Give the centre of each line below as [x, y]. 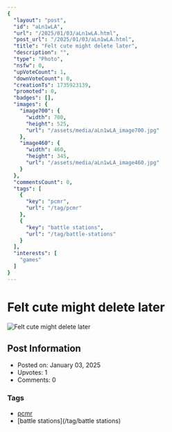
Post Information [44, 348]
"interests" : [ [35, 254]
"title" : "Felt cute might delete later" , [76, 46]
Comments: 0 [37, 380]
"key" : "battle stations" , [64, 227]
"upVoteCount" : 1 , [40, 72]
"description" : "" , [42, 53]
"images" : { [31, 105]
